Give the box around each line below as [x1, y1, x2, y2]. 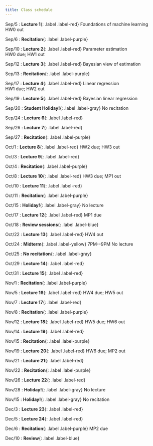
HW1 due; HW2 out [5, 86, 45, 92]
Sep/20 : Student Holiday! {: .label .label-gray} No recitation [5, 105, 129, 111]
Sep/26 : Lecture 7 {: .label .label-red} [5, 124, 83, 130]
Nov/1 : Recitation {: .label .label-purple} [5, 280, 87, 286]
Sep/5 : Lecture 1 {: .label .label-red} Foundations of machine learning [5, 21, 148, 27]
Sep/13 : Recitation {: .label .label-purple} [5, 71, 90, 77]
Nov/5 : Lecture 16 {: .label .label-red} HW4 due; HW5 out [5, 289, 123, 296]
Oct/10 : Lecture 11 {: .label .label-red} [5, 182, 83, 188]
